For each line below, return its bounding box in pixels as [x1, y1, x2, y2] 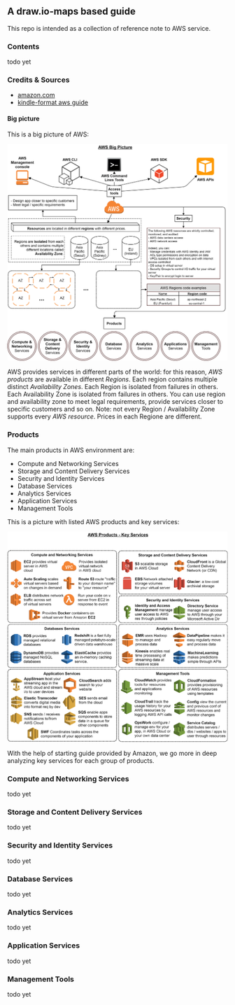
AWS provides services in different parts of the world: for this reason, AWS [7, 367, 222, 377]
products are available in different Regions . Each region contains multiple [7, 375, 218, 384]
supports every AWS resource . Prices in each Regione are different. [7, 412, 202, 421]
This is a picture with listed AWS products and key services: [7, 517, 180, 526]
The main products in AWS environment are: [7, 446, 135, 454]
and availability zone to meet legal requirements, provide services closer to [7, 398, 224, 406]
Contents [7, 41, 40, 51]
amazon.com [17, 91, 55, 99]
